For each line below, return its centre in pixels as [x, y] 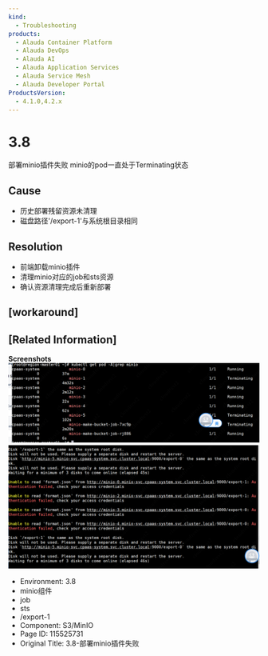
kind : [17, 17]
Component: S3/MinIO [57, 626]
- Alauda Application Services [67, 68]
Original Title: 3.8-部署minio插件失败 [79, 643]
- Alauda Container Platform [64, 42]
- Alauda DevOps [42, 51]
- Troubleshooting [46, 25]
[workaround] [43, 312]
